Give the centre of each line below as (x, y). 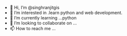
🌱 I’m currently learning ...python (43, 18)
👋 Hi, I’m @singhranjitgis (35, 8)
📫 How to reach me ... (33, 28)
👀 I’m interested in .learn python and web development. (66, 13)
